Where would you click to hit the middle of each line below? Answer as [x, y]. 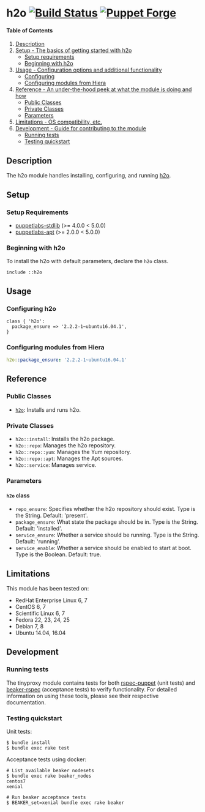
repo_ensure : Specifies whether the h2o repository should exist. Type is [105, 509]
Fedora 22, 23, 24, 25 [43, 620]
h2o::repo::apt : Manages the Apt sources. [69, 458]
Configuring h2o [32, 308]
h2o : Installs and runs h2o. [48, 409]
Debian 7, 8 [29, 626]
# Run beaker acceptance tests [46, 797]
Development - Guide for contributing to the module [81, 129]
